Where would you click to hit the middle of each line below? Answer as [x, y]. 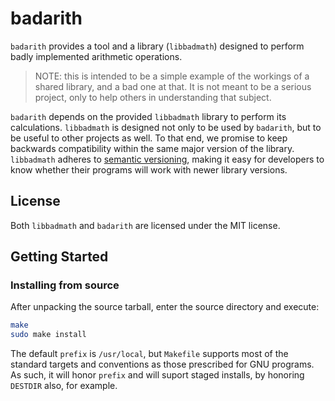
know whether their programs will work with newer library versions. [149, 169]
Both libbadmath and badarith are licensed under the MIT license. [145, 225]
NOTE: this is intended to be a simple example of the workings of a [172, 76]
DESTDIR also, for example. [64, 386]
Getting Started [59, 257]
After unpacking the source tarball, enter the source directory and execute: [165, 307]
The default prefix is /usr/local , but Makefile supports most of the [149, 354]
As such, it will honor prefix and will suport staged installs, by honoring [157, 375]
